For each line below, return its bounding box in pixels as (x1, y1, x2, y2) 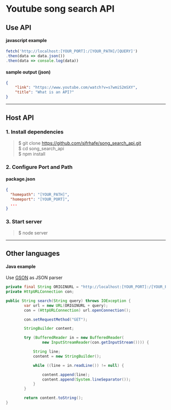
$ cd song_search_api (18, 145, 64, 151)
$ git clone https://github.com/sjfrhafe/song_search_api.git (18, 140, 142, 146)
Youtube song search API (6, 3, 115, 15)
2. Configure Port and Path (6, 163, 73, 170)
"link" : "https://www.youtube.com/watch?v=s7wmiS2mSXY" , (15, 85, 138, 90)
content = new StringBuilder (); (32, 354, 101, 359)
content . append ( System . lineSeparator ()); (42, 377, 131, 382)
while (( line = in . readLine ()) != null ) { (32, 363, 124, 368)
